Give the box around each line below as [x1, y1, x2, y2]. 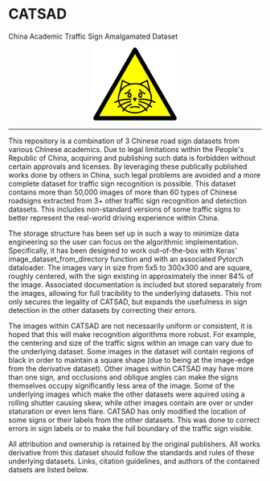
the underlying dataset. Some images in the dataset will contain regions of [8, 347, 255, 356]
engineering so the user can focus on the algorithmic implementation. [8, 237, 239, 247]
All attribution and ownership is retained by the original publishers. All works [8, 439, 260, 449]
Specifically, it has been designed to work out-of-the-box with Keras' [8, 246, 237, 256]
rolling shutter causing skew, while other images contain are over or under [8, 398, 254, 408]
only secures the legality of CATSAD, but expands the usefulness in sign [8, 297, 247, 306]
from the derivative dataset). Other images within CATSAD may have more [8, 364, 254, 374]
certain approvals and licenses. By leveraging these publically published [8, 162, 247, 171]
